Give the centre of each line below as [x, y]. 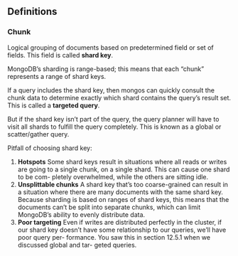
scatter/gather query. [38, 134]
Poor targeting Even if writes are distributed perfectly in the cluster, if [120, 222]
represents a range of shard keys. [57, 76]
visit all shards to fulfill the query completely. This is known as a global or [114, 127]
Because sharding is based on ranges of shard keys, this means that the [123, 199]
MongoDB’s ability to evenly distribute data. [81, 214]
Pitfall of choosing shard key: [50, 148]
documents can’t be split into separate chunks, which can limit [109, 207]
